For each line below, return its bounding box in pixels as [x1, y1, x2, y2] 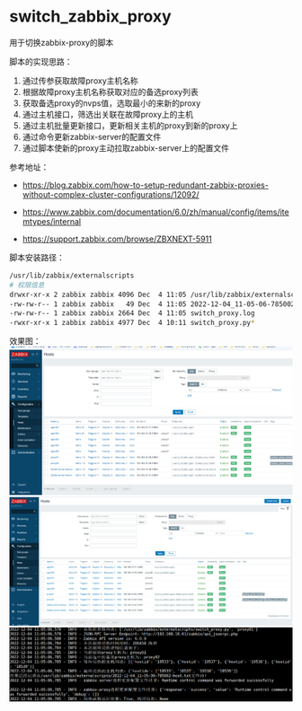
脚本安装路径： [9, 251, 65, 262]
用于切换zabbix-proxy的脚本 [9, 37, 114, 48]
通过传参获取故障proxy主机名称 [22, 75, 138, 86]
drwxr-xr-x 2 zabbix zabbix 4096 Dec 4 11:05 [9, 290, 187, 299]
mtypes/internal [22, 215, 82, 226]
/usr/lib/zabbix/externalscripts [9, 271, 135, 280]
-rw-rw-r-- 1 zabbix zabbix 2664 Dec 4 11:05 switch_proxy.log [9, 309, 255, 318]
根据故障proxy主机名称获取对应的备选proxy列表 [22, 86, 200, 97]
